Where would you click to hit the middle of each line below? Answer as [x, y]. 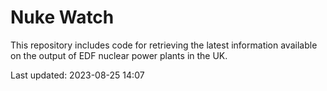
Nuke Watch [62, 17]
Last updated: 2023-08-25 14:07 [77, 75]
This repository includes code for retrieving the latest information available [164, 45]
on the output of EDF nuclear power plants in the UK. [119, 55]
